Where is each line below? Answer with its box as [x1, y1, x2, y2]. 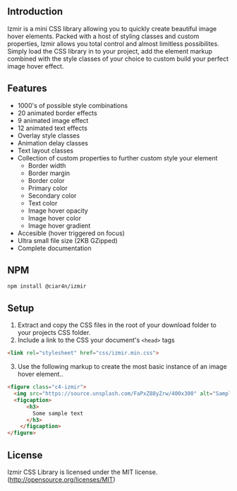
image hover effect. [7, 61, 64, 70]
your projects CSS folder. [17, 329, 91, 337]
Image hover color [28, 213, 81, 222]
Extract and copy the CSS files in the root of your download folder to [17, 321, 217, 329]
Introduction [7, 6, 63, 18]
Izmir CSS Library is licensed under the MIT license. [7, 468, 158, 476]
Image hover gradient [28, 221, 91, 230]
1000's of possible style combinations [17, 101, 128, 110]
